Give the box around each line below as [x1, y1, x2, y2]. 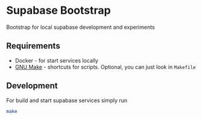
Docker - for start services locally [14, 56, 98, 64]
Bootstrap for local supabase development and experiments [6, 23, 155, 31]
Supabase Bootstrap [6, 4, 111, 17]
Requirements [6, 41, 60, 51]
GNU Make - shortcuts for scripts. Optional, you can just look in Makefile [14, 63, 196, 70]
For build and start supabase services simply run [6, 97, 128, 104]
